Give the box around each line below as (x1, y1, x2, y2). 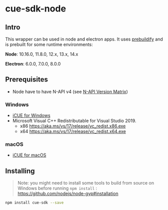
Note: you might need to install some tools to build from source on (17, 180, 154, 186)
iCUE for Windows (12, 112, 51, 118)
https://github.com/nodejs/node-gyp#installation (17, 190, 119, 196)
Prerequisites (5, 75, 48, 84)
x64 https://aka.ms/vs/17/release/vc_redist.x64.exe (20, 128, 126, 134)
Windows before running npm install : (17, 185, 97, 191)
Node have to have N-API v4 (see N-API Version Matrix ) (12, 88, 128, 94)
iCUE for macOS (12, 152, 47, 158)
